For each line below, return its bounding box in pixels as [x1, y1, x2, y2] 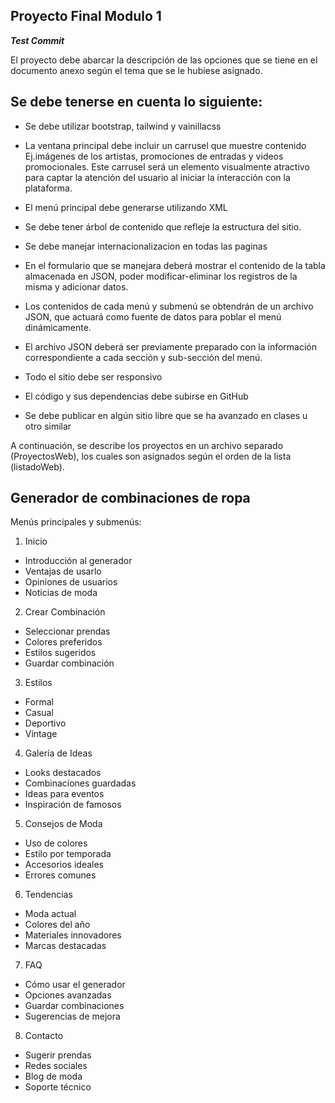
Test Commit [10, 34, 65, 46]
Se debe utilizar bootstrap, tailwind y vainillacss [24, 120, 222, 132]
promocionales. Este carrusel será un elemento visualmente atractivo [24, 160, 310, 173]
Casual [24, 707, 54, 719]
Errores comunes [24, 869, 97, 881]
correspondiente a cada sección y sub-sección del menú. [24, 351, 263, 363]
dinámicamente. [24, 321, 92, 333]
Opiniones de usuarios [24, 576, 118, 588]
